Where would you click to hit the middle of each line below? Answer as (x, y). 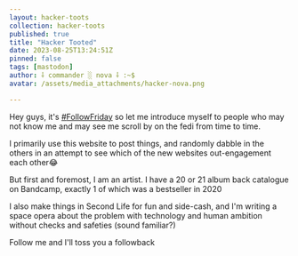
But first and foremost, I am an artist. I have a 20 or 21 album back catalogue (149, 180)
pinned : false (36, 59)
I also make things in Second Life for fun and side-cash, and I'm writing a (143, 206)
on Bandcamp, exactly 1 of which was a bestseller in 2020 (116, 188)
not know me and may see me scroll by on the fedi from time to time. (135, 126)
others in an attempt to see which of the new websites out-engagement (140, 153)
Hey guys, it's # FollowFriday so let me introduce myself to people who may (147, 116)
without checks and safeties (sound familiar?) (93, 225)
